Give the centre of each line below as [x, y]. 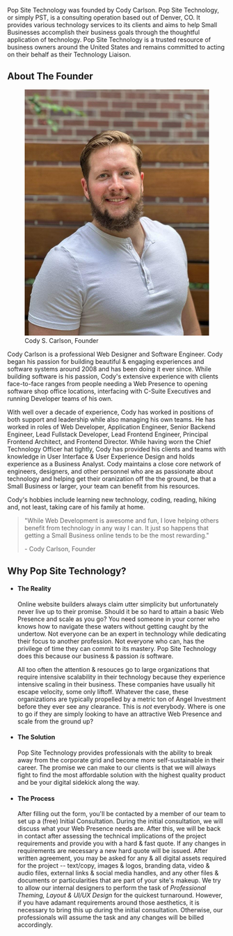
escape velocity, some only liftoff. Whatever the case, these [103, 691]
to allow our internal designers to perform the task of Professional [112, 888]
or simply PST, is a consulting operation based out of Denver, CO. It [104, 17]
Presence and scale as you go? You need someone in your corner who [119, 619]
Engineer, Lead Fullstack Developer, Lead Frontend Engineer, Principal [108, 434]
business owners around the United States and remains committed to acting [116, 47]
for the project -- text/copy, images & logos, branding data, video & [113, 866]
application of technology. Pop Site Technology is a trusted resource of [109, 40]
